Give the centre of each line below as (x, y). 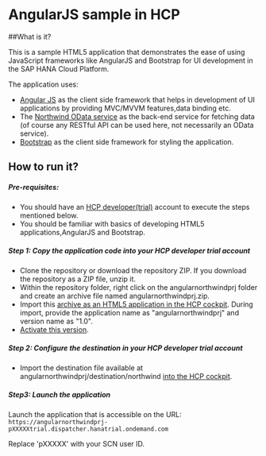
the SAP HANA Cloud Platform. (59, 68)
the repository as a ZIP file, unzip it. (78, 279)
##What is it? (30, 37)
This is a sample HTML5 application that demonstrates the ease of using (127, 52)
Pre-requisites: (34, 187)
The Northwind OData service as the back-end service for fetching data (137, 116)
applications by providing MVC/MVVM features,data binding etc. (125, 108)
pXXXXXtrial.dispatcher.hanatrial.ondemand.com (89, 429)
